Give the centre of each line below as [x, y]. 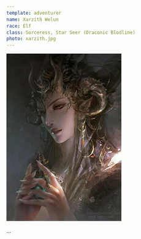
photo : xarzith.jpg [31, 39]
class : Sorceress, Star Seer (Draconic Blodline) [71, 32]
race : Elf [19, 26]
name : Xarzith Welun [33, 19]
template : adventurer [34, 13]
